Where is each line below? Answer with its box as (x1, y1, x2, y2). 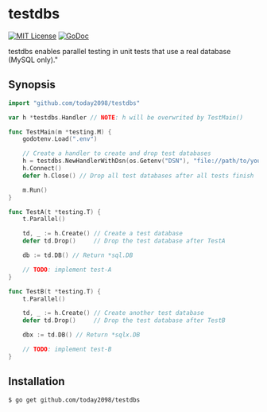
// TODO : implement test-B (22, 345, 112, 353)
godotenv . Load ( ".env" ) (22, 135, 98, 143)
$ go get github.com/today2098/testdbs (8, 395, 141, 404)
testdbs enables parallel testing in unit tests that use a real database (8, 46, 231, 56)
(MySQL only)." (8, 55, 58, 64)
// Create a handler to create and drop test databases (22, 150, 212, 157)
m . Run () (22, 186, 48, 194)
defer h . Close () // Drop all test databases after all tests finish (22, 172, 254, 180)
